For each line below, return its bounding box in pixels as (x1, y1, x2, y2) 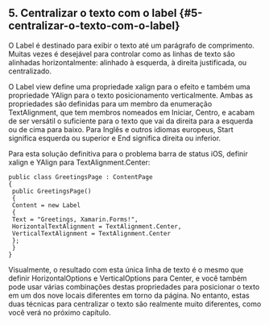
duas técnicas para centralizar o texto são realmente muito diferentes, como (8, 298, 262, 309)
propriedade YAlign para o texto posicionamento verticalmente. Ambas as (8, 90, 254, 100)
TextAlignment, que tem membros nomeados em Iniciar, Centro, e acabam (8, 107, 255, 117)
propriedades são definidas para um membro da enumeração (8, 98, 213, 108)
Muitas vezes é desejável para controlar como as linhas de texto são (8, 48, 236, 59)
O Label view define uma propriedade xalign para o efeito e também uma (8, 81, 251, 91)
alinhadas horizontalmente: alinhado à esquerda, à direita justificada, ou (8, 57, 247, 67)
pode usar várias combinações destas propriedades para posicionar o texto (8, 281, 260, 291)
